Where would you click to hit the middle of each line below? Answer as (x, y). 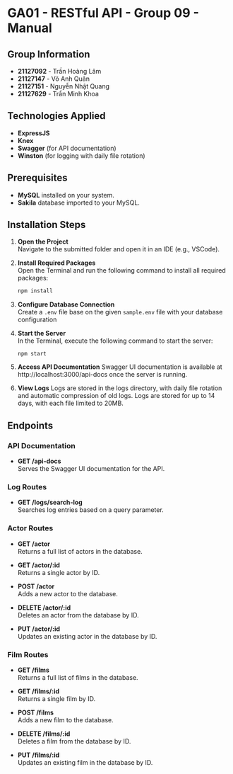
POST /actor (36, 586)
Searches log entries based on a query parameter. (90, 510)
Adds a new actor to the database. (68, 593)
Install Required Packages (56, 263)
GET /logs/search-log (50, 502)
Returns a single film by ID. (56, 698)
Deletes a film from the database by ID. (74, 741)
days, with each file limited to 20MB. (70, 403)
